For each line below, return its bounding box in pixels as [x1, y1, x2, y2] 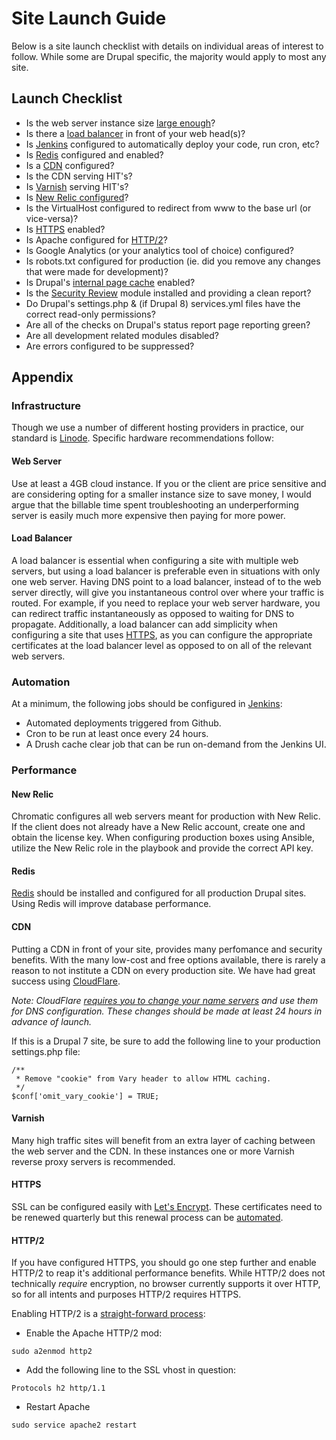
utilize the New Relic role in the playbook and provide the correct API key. [11, 842, 314, 854]
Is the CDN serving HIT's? [25, 170, 133, 182]
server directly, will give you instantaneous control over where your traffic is [11, 586, 324, 598]
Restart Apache [25, 1401, 91, 1413]
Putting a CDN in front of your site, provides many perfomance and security [11, 943, 323, 955]
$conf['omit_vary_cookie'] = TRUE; [11, 1091, 160, 1101]
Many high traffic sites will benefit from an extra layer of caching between [11, 1134, 316, 1146]
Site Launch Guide [11, 7, 167, 30]
